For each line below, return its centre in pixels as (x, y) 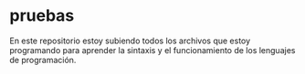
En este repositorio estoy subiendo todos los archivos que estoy (130, 41)
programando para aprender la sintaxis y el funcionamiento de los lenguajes (152, 50)
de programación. (43, 60)
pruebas (42, 16)
